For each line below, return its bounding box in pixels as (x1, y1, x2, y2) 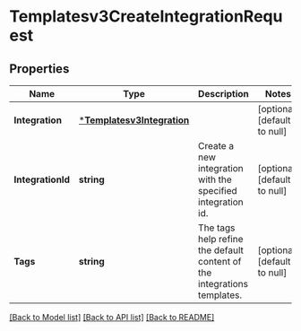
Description (198, 88, 249, 100)
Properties (9, 61, 70, 76)
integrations (198, 278, 249, 290)
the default (198, 244, 244, 257)
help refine (198, 233, 244, 245)
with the (198, 173, 233, 186)
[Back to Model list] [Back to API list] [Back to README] (9, 312, 215, 322)
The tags (198, 222, 236, 234)
